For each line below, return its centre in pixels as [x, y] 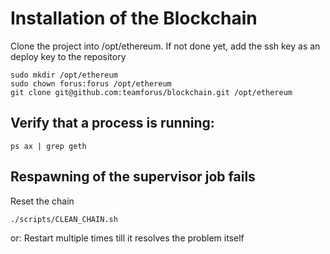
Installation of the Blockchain [134, 18]
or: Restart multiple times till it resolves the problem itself [127, 238]
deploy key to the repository [68, 56]
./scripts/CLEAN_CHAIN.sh [64, 219]
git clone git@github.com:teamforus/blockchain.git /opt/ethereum [151, 92]
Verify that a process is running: [112, 123]
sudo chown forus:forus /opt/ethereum [91, 83]
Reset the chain [42, 201]
